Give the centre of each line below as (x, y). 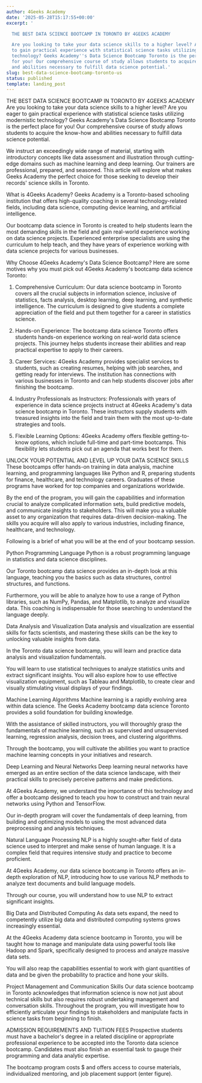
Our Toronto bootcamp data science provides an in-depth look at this (92, 571)
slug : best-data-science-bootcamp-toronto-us (64, 73)
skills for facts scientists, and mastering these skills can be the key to (92, 633)
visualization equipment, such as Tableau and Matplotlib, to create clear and (101, 682)
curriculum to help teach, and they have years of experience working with (98, 245)
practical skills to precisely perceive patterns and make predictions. (90, 779)
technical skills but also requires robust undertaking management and (93, 999)
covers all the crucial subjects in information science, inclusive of (96, 294)
